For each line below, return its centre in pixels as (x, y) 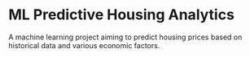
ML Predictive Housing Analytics (121, 15)
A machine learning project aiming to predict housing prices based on (125, 37)
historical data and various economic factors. (84, 45)
